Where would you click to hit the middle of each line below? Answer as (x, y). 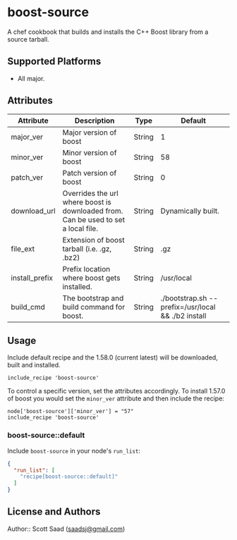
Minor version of (90, 152)
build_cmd (28, 307)
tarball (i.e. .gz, (87, 249)
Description (95, 121)
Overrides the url (90, 193)
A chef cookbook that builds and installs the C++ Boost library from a (108, 32)
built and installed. (34, 365)
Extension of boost (93, 240)
